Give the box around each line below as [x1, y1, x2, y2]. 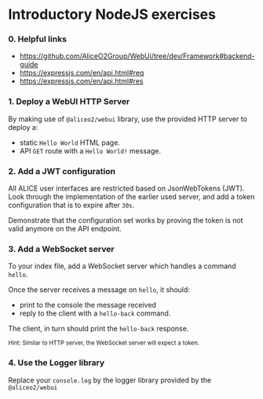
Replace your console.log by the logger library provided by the [8, 375, 212, 385]
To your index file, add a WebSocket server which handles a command [8, 261, 237, 271]
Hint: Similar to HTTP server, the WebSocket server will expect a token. [8, 339, 200, 347]
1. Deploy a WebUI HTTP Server [8, 96, 130, 107]
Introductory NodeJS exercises [8, 6, 216, 24]
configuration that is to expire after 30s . [8, 201, 135, 210]
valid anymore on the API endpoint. [8, 224, 122, 234]
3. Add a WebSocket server [8, 244, 115, 254]
